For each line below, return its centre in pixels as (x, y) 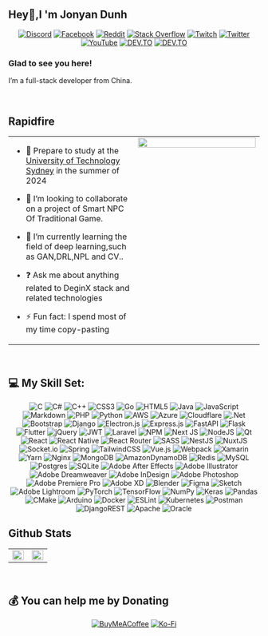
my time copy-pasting (68, 329)
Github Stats (40, 533)
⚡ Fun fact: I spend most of (76, 316)
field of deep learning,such (76, 246)
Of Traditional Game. (65, 218)
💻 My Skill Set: (47, 383)
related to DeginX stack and (78, 288)
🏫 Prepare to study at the (73, 150)
